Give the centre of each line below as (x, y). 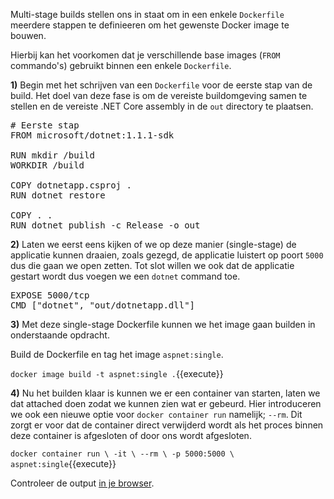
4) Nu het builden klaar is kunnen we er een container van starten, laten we (165, 393)
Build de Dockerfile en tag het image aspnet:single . (117, 354)
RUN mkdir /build (52, 155)
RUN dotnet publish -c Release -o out (105, 225)
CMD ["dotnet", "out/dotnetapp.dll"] (103, 305)
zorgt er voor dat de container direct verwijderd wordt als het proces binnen (167, 425)
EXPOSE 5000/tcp (50, 295)
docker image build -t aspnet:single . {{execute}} (117, 373)
